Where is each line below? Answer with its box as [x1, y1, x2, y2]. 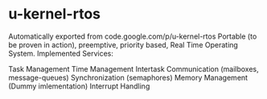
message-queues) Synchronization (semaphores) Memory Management [8, 72, 248, 82]
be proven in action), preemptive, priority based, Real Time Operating [8, 39, 239, 49]
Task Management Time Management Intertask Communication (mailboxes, [8, 64, 259, 73]
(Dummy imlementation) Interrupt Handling [8, 81, 150, 91]
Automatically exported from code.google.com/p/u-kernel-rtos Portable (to [8, 31, 257, 41]
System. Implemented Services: [8, 48, 114, 58]
